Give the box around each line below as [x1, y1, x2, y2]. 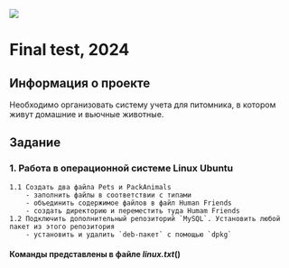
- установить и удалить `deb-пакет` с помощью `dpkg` [25, 230, 232, 239]
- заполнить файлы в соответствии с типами [25, 190, 192, 199]
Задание [9, 135, 61, 151]
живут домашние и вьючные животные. [9, 109, 164, 119]
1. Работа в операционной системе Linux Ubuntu [9, 162, 234, 175]
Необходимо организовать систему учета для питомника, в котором [9, 99, 276, 110]
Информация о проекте [9, 75, 151, 90]
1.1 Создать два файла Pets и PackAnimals [9, 182, 172, 191]
